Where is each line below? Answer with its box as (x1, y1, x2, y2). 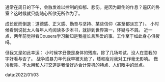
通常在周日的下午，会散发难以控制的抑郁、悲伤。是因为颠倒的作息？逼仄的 (5, 4, 156, 10)
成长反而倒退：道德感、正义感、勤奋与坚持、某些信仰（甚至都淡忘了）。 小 (5, 21, 155, 27)
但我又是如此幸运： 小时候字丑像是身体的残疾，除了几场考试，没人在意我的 (5, 50, 157, 55)
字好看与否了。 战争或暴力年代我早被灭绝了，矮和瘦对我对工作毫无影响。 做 (5, 56, 158, 61)
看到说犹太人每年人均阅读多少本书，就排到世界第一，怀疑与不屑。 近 (9, 27, 148, 33)
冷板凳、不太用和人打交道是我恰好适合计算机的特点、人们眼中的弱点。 (5, 62, 147, 68)
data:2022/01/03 (5, 72, 39, 78)
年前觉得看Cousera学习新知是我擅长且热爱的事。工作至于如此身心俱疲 (18, 33, 160, 39)
